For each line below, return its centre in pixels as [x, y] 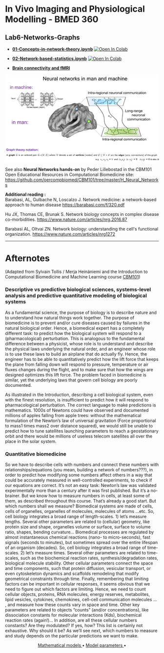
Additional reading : [26, 194]
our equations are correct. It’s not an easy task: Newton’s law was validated [81, 485]
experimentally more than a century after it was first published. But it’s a [77, 491]
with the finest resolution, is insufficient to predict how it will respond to [77, 400]
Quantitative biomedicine [36, 454]
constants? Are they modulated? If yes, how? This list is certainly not [74, 626]
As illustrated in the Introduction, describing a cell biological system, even [79, 395]
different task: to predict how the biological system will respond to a [73, 333]
